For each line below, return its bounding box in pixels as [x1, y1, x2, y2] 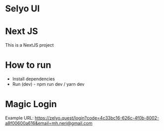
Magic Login [5, 99, 57, 110]
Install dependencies [12, 76, 55, 82]
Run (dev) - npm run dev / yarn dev [12, 81, 85, 87]
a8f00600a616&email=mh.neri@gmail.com [5, 120, 93, 126]
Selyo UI [5, 3, 40, 14]
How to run [5, 60, 52, 71]
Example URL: [5, 115, 34, 121]
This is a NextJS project [5, 42, 54, 48]
